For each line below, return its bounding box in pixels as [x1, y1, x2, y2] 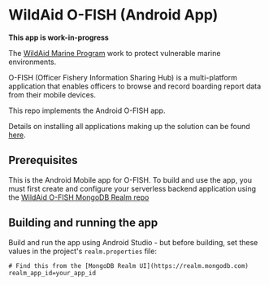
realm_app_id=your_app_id [8, 269, 96, 277]
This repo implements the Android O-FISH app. [8, 106, 166, 115]
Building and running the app [8, 216, 158, 230]
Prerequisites [8, 153, 78, 167]
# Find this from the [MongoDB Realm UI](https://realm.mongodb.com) [8, 261, 249, 270]
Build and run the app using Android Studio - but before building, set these [8, 237, 258, 247]
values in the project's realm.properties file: [8, 246, 157, 256]
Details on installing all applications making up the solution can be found [8, 121, 250, 131]
